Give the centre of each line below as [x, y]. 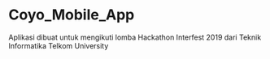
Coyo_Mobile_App [72, 15]
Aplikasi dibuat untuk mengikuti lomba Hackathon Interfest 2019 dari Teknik [135, 37]
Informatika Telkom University [59, 45]
